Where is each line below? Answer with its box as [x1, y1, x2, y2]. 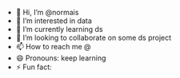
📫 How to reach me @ [15, 42, 91, 51]
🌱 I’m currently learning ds [15, 25, 103, 33]
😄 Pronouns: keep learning [15, 53, 106, 63]
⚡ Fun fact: [15, 62, 52, 72]
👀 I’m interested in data [15, 16, 92, 25]
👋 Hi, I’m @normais [15, 8, 79, 17]
